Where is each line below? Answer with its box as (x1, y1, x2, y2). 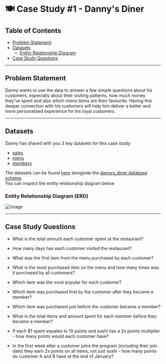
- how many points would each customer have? (12, 333, 109, 339)
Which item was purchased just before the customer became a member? (12, 303, 161, 309)
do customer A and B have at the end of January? (12, 353, 114, 359)
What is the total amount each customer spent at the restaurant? (12, 236, 144, 242)
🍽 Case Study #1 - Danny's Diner (5, 3, 144, 15)
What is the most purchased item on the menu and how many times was (12, 264, 160, 270)
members (12, 160, 32, 166)
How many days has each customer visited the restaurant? (12, 245, 132, 251)
